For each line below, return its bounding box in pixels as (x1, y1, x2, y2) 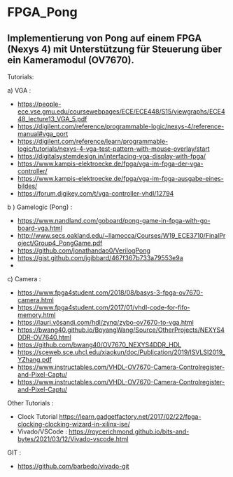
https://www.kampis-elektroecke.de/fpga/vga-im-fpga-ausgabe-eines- (17, 175, 224, 182)
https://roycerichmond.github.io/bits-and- (69, 427, 190, 436)
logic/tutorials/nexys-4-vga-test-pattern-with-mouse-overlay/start (17, 145, 210, 153)
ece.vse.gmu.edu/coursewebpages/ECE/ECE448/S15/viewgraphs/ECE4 (17, 107, 225, 116)
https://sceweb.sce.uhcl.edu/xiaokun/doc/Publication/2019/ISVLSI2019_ (17, 348, 225, 356)
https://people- (17, 100, 62, 108)
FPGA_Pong (7, 4, 78, 20)
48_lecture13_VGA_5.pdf (17, 115, 87, 123)
